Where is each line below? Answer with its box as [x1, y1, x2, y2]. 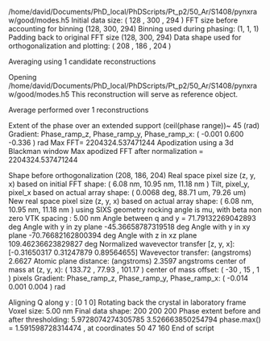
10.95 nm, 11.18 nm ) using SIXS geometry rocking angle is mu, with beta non [8, 205, 262, 214]
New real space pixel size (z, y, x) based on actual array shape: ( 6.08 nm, [8, 197, 254, 206]
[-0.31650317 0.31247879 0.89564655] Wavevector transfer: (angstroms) [8, 247, 252, 257]
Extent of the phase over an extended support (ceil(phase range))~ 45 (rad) [8, 121, 260, 130]
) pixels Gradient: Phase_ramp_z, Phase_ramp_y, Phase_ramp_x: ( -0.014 [8, 273, 248, 283]
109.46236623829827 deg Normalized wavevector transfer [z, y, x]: [8, 239, 235, 248]
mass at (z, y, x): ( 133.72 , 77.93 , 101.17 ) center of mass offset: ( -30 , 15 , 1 [8, 265, 260, 274]
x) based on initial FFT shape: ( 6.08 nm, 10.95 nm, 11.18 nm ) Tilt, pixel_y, [8, 179, 250, 189]
